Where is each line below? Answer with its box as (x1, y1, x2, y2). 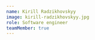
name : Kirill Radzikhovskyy (6, 8, 76, 15)
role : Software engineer (6, 19, 68, 25)
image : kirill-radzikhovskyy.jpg (6, 14, 90, 20)
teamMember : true (6, 25, 50, 31)
